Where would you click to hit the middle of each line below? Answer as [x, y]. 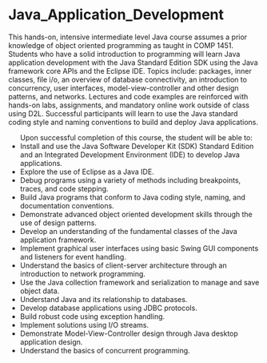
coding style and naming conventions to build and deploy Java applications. [133, 122]
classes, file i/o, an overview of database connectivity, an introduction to [128, 79]
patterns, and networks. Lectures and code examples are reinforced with [128, 96]
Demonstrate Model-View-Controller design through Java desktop [129, 333]
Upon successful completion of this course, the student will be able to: [136, 137]
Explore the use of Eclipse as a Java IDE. [87, 171]
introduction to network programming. [83, 273]
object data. [40, 291]
